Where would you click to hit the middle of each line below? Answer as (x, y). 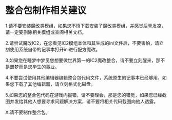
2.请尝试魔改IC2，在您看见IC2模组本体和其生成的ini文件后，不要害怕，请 (82, 43)
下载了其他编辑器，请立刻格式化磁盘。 (55, 84)
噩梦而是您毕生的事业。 (34, 67)
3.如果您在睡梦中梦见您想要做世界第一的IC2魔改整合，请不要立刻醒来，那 (83, 60)
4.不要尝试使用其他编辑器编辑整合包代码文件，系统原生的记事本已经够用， (84, 77)
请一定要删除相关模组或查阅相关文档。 (46, 32)
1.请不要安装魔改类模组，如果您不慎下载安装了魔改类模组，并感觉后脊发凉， (85, 26)
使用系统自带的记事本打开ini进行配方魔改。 (55, 49)
